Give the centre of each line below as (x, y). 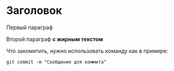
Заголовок (34, 11)
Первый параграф (30, 27)
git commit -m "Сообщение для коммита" (56, 62)
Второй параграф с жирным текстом (55, 39)
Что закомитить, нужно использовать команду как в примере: (87, 51)
